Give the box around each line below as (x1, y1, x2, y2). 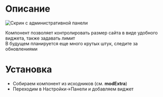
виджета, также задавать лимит (5, 35, 75, 41)
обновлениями (5, 46, 38, 52)
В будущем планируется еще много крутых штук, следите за (5, 40, 138, 46)
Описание (5, 3, 50, 15)
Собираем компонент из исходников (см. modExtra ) (12, 80, 127, 86)
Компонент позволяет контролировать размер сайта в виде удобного (5, 29, 158, 36)
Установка (5, 64, 52, 75)
